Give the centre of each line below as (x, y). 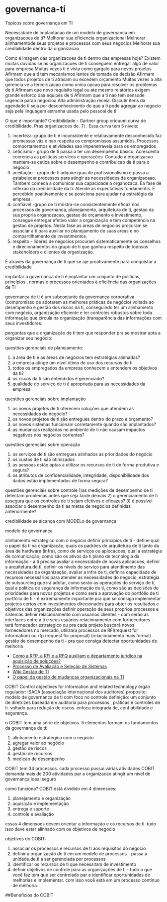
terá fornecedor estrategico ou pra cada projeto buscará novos (70, 625)
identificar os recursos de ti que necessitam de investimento (74, 864)
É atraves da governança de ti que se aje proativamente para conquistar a (81, 261)
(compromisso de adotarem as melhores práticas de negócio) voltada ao (80, 302)
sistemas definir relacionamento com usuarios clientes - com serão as (77, 614)
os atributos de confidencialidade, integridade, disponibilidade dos (81, 475)
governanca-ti (35, 9)
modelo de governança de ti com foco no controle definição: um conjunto (81, 697)
